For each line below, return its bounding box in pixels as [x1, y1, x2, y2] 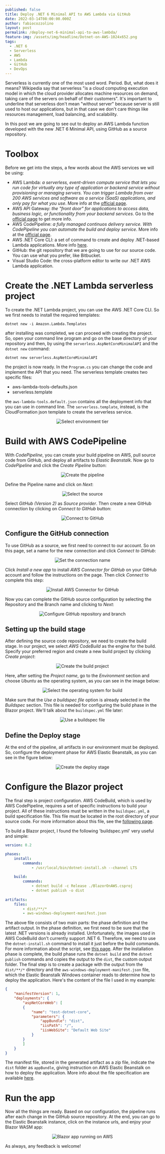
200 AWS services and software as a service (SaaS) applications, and [12, 195, 156, 201]
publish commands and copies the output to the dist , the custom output [5, 956, 152, 962]
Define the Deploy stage [5, 731, 81, 740]
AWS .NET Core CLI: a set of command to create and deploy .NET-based [12, 237, 160, 243]
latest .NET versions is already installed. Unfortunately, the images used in [5, 930, 156, 936]
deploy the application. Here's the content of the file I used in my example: [5, 977, 156, 983]
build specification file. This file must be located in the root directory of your [5, 813, 159, 819]
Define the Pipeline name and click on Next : [5, 481, 94, 487]
